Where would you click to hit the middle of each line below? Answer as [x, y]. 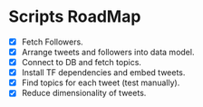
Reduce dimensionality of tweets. [84, 93]
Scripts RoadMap [75, 17]
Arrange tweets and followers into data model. [108, 52]
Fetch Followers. [52, 42]
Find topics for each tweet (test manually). [101, 83]
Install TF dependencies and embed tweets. [103, 73]
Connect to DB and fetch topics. [82, 63]
